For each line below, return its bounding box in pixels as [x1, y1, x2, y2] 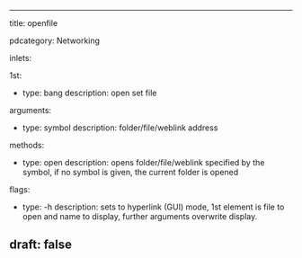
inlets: [9, 53, 32, 63]
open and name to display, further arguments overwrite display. [22, 211, 258, 221]
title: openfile [9, 18, 58, 28]
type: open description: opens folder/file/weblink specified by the [22, 157, 265, 167]
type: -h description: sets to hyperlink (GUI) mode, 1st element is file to [22, 201, 285, 212]
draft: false [9, 237, 72, 253]
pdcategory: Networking [9, 35, 101, 46]
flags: [9, 184, 31, 194]
